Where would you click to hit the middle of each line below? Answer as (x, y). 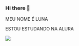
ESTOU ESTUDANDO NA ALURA (40, 29)
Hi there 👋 (18, 8)
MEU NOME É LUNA (27, 19)
